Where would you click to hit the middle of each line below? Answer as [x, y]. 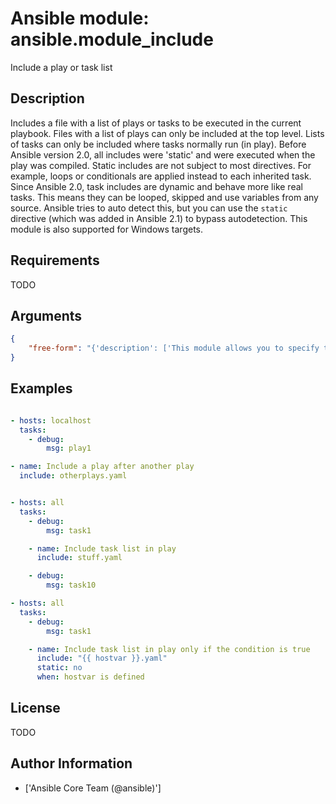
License [35, 708]
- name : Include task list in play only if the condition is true [169, 649]
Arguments [46, 315]
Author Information [71, 763]
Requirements [55, 260]
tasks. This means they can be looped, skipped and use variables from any [164, 197]
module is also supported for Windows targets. [106, 229]
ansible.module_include [112, 39]
